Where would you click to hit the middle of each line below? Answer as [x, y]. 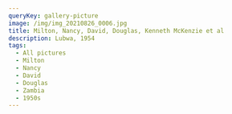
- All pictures [41, 53]
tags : [17, 46]
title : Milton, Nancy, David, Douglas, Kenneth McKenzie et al [116, 31]
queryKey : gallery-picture [53, 16]
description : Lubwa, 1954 [51, 38]
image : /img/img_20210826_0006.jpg [68, 23]
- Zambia [30, 90]
